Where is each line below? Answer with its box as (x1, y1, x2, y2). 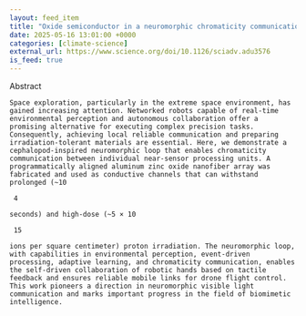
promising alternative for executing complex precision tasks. (9, 122, 255, 131)
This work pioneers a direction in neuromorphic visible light (9, 281, 255, 291)
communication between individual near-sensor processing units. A (9, 154, 271, 163)
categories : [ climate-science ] (9, 38, 128, 48)
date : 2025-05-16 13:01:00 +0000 (9, 30, 137, 39)
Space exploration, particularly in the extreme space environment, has (9, 98, 291, 107)
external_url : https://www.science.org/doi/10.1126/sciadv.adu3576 (9, 47, 271, 56)
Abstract (9, 81, 42, 91)
